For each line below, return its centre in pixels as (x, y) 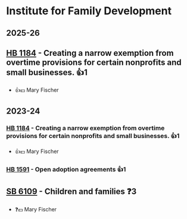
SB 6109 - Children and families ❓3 (71, 192)
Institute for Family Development (89, 11)
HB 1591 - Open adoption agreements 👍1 (66, 169)
